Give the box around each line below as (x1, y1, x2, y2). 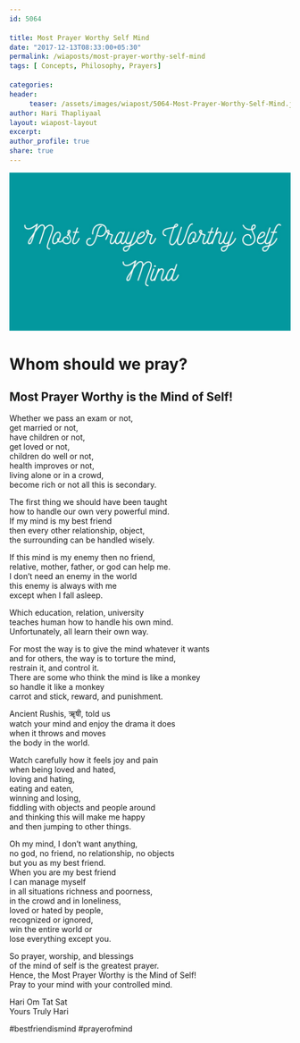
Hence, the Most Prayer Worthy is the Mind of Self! (9, 970, 196, 980)
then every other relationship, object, (9, 526, 146, 536)
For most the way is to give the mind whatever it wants (9, 643, 210, 654)
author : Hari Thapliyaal (9, 108, 102, 118)
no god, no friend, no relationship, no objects (9, 848, 175, 859)
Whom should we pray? (9, 354, 188, 374)
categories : (9, 80, 54, 89)
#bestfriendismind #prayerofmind (9, 1023, 133, 1034)
